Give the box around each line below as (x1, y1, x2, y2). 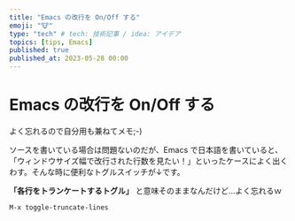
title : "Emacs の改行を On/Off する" (9, 12, 141, 22)
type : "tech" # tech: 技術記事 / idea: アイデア (9, 29, 182, 38)
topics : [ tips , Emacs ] (9, 37, 93, 47)
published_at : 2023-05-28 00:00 (9, 54, 128, 63)
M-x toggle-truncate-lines (9, 202, 109, 212)
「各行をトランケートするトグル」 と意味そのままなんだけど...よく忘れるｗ (9, 185, 283, 195)
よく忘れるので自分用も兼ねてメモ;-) (9, 126, 143, 136)
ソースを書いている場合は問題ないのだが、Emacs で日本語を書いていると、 (9, 144, 283, 155)
